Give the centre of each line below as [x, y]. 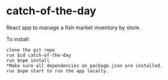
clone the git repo [31, 50]
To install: [18, 39]
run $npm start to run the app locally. [58, 71]
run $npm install [28, 60]
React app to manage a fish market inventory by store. [73, 27]
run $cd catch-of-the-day [39, 55]
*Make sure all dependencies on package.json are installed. [85, 66]
